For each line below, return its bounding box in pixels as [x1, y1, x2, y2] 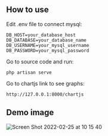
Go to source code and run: [6, 58, 74, 65]
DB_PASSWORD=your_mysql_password [6, 48, 90, 53]
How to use [6, 5, 49, 15]
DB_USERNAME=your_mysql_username [6, 42, 90, 48]
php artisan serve [6, 69, 52, 75]
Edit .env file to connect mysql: [6, 20, 82, 27]
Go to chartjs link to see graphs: [6, 80, 85, 87]
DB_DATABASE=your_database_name [6, 37, 87, 43]
